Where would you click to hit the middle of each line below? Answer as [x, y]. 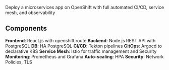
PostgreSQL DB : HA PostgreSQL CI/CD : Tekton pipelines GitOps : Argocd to [84, 46]
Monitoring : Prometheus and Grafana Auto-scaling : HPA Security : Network [84, 56]
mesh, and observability [30, 13]
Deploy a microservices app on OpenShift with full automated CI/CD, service [85, 7]
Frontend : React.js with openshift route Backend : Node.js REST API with [80, 40]
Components [26, 28]
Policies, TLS [19, 62]
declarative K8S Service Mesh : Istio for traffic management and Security [81, 51]
